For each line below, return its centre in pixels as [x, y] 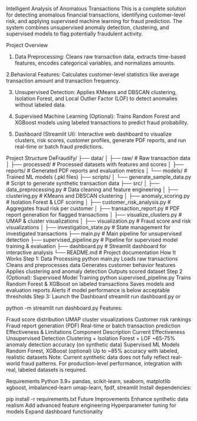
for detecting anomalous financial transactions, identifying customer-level [96, 15]
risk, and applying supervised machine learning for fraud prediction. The [94, 21]
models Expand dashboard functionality [55, 412]
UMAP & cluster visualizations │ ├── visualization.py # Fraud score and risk [98, 221]
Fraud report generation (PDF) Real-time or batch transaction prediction [93, 326]
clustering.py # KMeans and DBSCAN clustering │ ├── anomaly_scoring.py [98, 196]
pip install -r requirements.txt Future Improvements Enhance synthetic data [97, 399]
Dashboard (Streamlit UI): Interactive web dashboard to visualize [93, 134]
